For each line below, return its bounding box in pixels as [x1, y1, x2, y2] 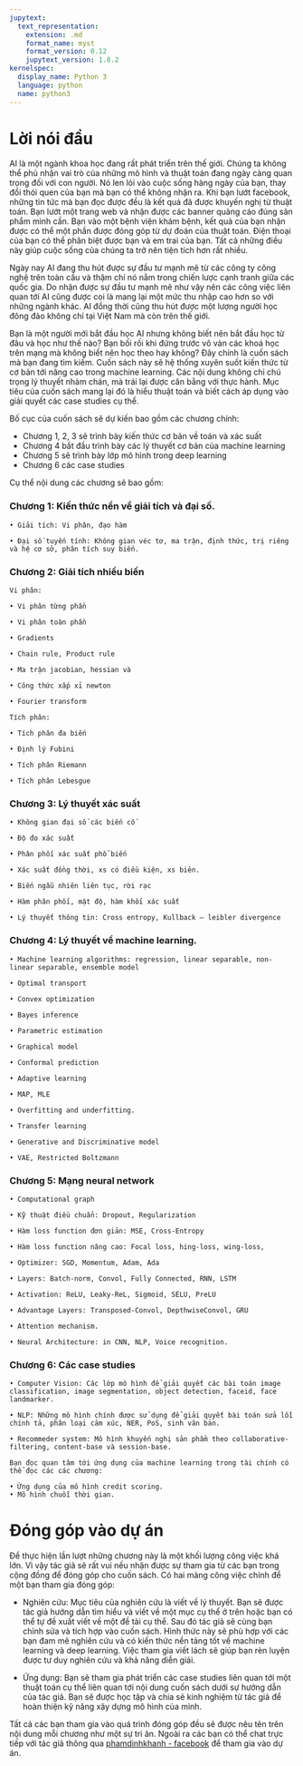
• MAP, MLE [9, 1089, 51, 1098]
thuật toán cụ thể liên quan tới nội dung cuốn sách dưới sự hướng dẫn [22, 1682, 282, 1693]
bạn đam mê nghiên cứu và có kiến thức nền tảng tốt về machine [22, 1635, 265, 1646]
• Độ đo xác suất [9, 834, 75, 844]
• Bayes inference [9, 1010, 79, 1020]
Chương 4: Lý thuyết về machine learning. [9, 934, 197, 947]
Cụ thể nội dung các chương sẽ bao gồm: [9, 477, 165, 488]
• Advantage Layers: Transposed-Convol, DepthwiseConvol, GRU [9, 1305, 249, 1315]
